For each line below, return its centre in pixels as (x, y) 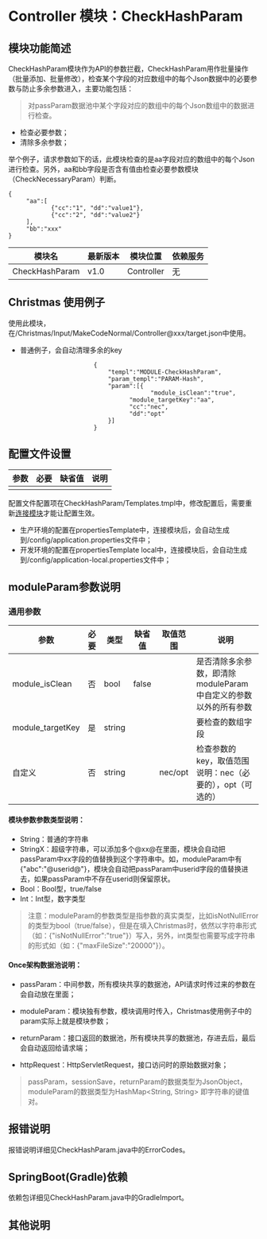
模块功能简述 (40, 48)
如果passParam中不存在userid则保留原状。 (104, 879)
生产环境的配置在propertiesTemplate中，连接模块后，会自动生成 (125, 530)
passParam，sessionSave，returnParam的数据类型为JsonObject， (137, 1082)
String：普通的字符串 (54, 839)
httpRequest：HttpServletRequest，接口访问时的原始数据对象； (124, 1064)
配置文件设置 (40, 454)
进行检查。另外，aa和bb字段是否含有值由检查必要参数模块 (103, 169)
